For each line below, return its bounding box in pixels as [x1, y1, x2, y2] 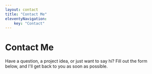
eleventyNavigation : [5, 16, 48, 21]
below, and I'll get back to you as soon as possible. [5, 63, 108, 69]
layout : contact [5, 7, 38, 12]
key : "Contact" [14, 21, 45, 26]
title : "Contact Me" [5, 12, 48, 17]
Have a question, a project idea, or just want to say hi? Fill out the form [5, 58, 148, 64]
